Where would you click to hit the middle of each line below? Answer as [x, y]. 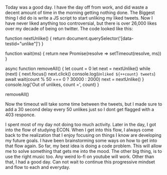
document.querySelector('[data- [100, 38]
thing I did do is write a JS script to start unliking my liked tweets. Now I [79, 18]
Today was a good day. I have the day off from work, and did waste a [76, 7]
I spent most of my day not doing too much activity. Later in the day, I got [81, 124]
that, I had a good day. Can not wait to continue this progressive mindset [80, 162]
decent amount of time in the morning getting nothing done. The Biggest [80, 13]
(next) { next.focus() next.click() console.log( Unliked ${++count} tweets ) [80, 74]
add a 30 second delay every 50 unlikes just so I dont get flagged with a [80, 109]
